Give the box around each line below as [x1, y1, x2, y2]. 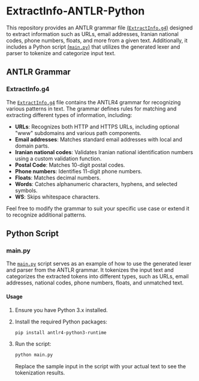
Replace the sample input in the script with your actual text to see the [14, 363, 186, 370]
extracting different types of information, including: [6, 111, 132, 118]
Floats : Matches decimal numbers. [14, 174, 101, 181]
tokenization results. [14, 369, 65, 376]
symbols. [14, 187, 38, 194]
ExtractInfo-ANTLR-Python [6, 4, 145, 18]
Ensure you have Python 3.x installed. [14, 306, 108, 313]
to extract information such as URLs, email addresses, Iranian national [6, 30, 179, 37]
